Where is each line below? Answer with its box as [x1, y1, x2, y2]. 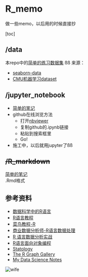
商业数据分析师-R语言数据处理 [12, 227, 76, 234]
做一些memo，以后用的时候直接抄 [5, 20, 76, 26]
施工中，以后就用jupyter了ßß [12, 142, 73, 148]
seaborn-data [12, 70, 41, 76]
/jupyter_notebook [5, 91, 66, 100]
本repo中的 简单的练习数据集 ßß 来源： [5, 59, 85, 66]
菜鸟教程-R [12, 221, 36, 227]
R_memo [5, 3, 43, 15]
